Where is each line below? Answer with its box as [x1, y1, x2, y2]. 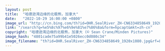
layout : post [5, 7, 32, 12]
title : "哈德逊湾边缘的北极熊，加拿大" [5, 12, 79, 17]
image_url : [5, 20, 27, 26]
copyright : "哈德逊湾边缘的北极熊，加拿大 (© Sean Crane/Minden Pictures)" [5, 30, 153, 34]
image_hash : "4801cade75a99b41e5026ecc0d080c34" [5, 34, 107, 39]
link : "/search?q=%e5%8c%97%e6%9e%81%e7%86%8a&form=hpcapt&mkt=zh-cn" [5, 25, 153, 30]
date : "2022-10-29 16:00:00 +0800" [5, 16, 82, 21]
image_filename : [5, 39, 38, 44]
